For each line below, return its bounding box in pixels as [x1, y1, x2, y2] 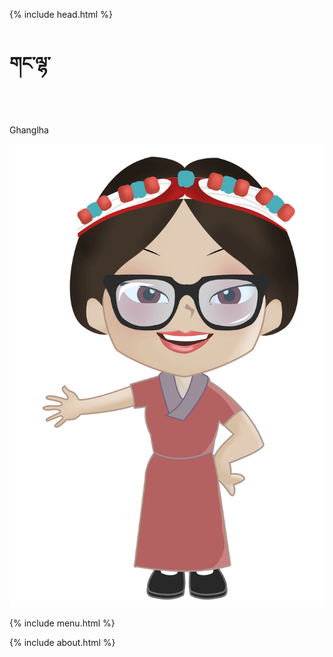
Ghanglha [9, 124, 49, 136]
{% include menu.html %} [9, 617, 116, 629]
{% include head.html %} [9, 9, 113, 20]
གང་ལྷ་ [9, 52, 51, 75]
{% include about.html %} [9, 637, 116, 649]
